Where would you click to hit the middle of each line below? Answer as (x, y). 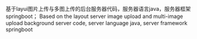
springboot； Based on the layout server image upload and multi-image (94, 16)
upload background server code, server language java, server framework (97, 23)
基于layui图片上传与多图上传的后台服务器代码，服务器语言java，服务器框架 (98, 9)
